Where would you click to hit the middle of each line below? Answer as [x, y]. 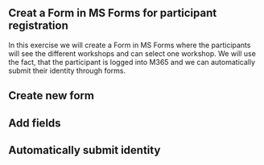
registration [38, 26]
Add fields [35, 123]
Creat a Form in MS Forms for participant [113, 13]
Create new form [52, 96]
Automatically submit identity [85, 150]
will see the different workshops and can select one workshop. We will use [132, 53]
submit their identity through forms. [67, 70]
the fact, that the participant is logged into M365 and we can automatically [132, 62]
